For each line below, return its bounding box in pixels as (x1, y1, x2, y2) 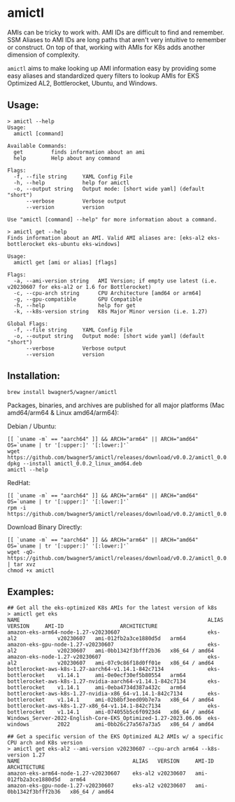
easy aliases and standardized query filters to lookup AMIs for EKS (7, 72, 199, 80)
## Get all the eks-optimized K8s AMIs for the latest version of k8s (7, 604, 218, 611)
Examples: (7, 585, 55, 597)
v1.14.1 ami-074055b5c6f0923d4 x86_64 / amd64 (57, 709, 215, 716)
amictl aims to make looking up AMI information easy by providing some (7, 64, 217, 72)
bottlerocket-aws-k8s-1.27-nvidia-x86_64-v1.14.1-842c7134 (7, 691, 183, 698)
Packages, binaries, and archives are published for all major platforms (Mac (7, 401, 225, 409)
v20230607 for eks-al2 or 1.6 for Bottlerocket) (7, 283, 152, 290)
